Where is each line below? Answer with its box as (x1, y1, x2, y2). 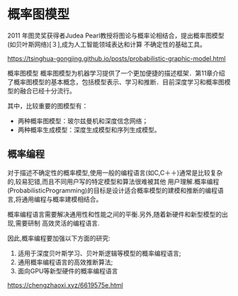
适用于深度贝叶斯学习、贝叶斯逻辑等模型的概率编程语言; (17, 249, 182, 257)
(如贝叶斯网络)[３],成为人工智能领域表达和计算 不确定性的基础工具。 (7, 40, 207, 48)
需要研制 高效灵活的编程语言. (15, 219, 101, 227)
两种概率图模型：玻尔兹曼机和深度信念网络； (17, 116, 149, 125)
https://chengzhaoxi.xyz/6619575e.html (7, 280, 123, 289)
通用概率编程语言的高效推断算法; (17, 258, 113, 266)
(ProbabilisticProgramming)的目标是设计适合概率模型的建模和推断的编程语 (7, 186, 225, 195)
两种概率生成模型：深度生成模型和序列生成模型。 (17, 125, 161, 134)
